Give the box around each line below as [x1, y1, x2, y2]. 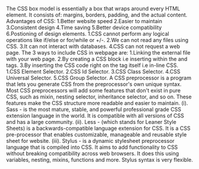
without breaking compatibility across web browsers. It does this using [6, 150, 179, 157]
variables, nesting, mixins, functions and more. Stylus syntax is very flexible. [6, 157, 193, 163]
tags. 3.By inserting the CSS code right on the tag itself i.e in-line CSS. [6, 62, 179, 69]
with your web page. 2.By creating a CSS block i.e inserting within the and [6, 56, 188, 62]
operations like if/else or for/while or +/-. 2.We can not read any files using [6, 37, 189, 43]
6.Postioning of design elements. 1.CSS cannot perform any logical [6, 30, 169, 37]
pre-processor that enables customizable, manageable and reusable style [6, 131, 187, 138]
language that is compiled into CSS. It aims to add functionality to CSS [6, 144, 178, 151]
